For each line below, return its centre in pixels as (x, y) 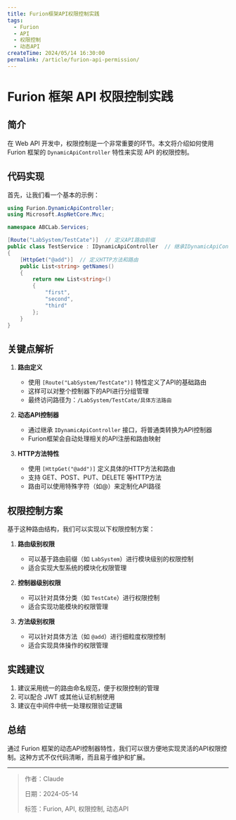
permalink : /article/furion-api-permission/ (73, 60)
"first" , (58, 293)
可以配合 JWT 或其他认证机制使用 (66, 697)
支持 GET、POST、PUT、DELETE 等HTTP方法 (95, 477)
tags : (15, 20)
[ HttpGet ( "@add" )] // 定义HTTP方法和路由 (79, 259)
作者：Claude (44, 778)
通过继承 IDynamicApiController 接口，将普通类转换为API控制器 (120, 430)
